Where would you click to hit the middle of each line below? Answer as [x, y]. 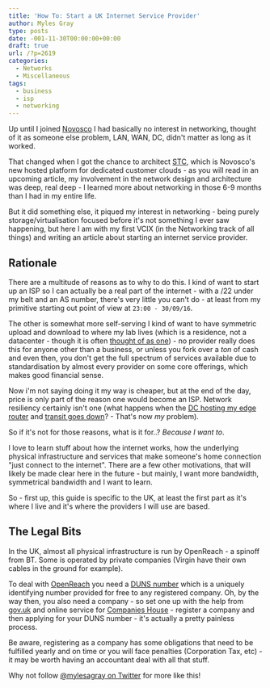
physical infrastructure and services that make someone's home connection [135, 456]
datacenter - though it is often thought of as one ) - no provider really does [132, 341]
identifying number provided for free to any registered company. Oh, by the [134, 592]
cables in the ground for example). [66, 568]
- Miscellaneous [43, 76]
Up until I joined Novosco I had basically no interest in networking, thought [133, 129]
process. [23, 627]
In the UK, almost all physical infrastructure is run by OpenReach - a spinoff [134, 551]
